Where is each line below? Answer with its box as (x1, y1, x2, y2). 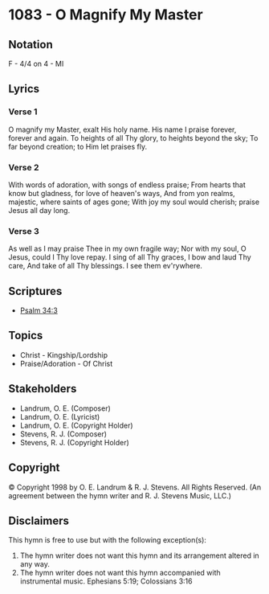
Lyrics (8, 82, 40, 96)
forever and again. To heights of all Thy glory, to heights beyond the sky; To (8, 133, 259, 142)
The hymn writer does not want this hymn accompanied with (19, 568, 221, 578)
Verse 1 (8, 106, 38, 117)
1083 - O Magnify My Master (8, 6, 203, 24)
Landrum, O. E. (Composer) (19, 404, 111, 413)
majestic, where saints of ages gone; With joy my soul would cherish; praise (8, 197, 259, 207)
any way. (19, 559, 50, 569)
